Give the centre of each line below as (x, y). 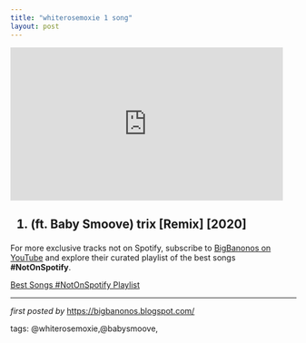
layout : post (35, 26)
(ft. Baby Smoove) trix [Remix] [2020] (139, 224)
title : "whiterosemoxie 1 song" (71, 18)
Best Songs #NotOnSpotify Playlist (75, 284)
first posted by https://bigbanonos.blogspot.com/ (103, 310)
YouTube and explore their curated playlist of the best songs (123, 257)
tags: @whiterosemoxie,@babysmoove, (84, 328)
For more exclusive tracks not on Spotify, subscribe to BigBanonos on (141, 248)
